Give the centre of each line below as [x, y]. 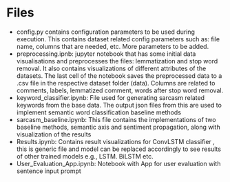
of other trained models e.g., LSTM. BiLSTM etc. [85, 156]
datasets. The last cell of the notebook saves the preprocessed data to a [119, 75]
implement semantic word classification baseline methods [99, 112]
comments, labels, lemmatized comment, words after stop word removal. [120, 90]
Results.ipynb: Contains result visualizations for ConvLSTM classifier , [115, 141]
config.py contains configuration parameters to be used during [106, 32]
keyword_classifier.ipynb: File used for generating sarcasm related [110, 97]
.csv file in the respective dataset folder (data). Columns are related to [116, 83]
